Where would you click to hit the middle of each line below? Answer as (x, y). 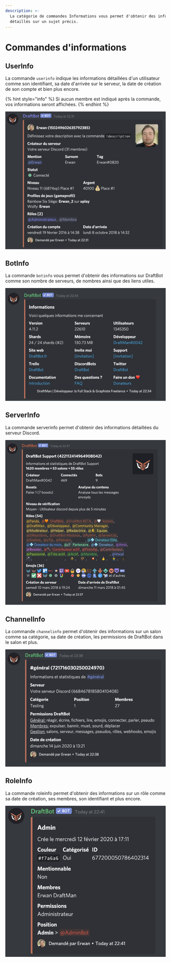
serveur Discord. (23, 433)
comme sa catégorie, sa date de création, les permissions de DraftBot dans (84, 637)
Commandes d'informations (66, 47)
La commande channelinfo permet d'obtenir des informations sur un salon (83, 631)
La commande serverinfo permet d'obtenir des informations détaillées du (82, 427)
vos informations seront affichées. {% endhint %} (57, 105)
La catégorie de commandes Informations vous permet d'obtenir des (83, 16)
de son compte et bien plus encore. (42, 89)
